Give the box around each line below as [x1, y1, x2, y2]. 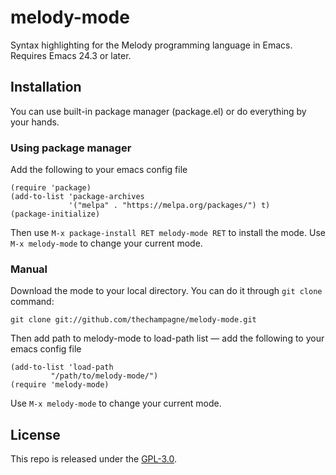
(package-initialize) [10, 209, 101, 220]
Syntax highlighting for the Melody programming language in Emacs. [10, 39, 293, 51]
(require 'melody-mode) [10, 380, 110, 390]
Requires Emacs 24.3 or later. [10, 49, 132, 61]
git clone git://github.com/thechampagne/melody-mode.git [10, 315, 257, 325]
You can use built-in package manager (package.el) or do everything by [10, 105, 307, 117]
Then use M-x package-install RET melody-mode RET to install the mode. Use [10, 227, 326, 239]
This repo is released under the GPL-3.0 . [10, 453, 178, 465]
